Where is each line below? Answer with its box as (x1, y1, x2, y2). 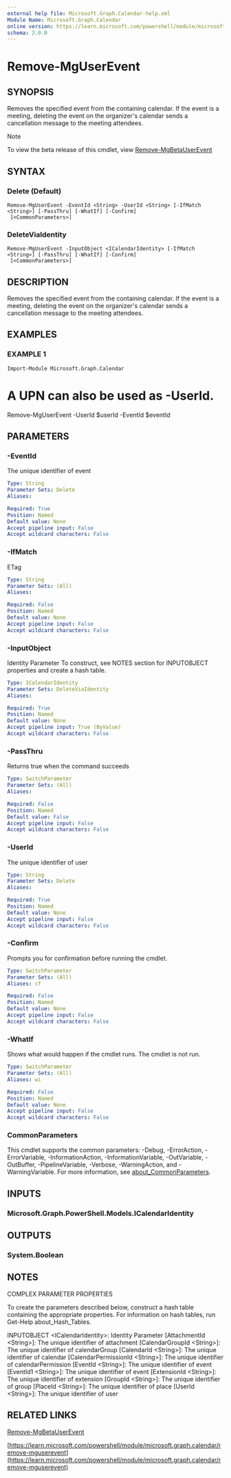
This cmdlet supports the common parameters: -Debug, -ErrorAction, (7, 1146, 204, 1154)
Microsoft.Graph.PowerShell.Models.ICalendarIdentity (7, 1208, 195, 1218)
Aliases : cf (7, 980, 41, 987)
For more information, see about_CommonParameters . (57, 1168, 211, 1176)
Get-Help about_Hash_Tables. (7, 1318, 91, 1326)
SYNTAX (7, 166, 46, 177)
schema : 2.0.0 (7, 29, 48, 36)
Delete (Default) (7, 186, 62, 196)
